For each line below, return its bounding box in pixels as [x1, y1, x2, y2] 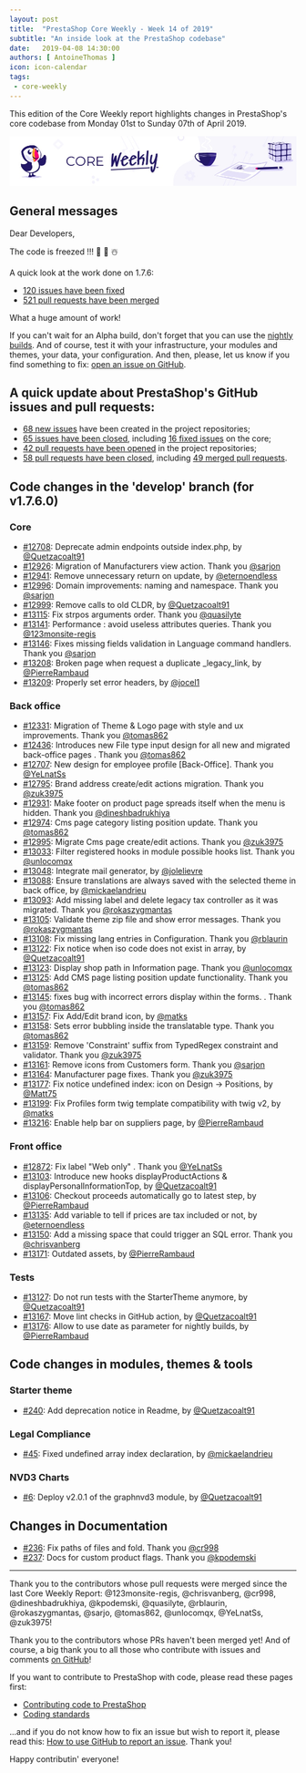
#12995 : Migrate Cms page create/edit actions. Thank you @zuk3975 [22, 837, 284, 848]
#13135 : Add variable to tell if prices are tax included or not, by [22, 1209, 258, 1221]
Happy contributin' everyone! [9, 1754, 119, 1765]
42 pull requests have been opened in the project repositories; [22, 443, 258, 454]
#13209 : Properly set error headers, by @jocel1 [22, 677, 200, 688]
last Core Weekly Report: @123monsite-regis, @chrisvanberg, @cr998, [9, 1588, 276, 1599]
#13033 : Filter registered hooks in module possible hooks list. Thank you [22, 846, 296, 857]
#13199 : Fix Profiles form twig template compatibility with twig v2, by [22, 1098, 281, 1109]
